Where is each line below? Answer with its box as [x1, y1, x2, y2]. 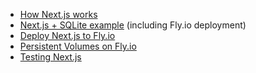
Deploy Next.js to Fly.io [19, 30, 116, 41]
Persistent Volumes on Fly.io [19, 40, 137, 52]
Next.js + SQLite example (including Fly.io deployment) [19, 19, 247, 31]
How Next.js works [19, 9, 98, 20]
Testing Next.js [19, 51, 82, 63]
